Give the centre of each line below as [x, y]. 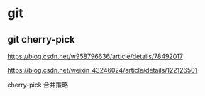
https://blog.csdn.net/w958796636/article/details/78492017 [95, 56]
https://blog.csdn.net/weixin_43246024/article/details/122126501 [102, 70]
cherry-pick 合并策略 [38, 85]
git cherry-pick [41, 39]
